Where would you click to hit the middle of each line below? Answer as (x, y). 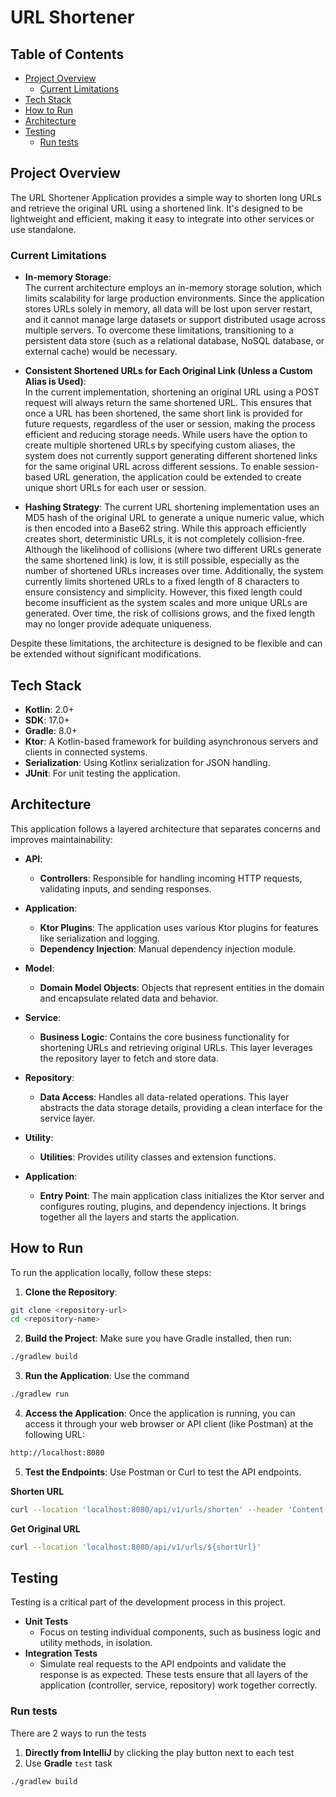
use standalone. (43, 229)
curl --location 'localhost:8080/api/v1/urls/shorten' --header (147, 1509)
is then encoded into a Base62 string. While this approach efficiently (165, 528)
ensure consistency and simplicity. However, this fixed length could (163, 592)
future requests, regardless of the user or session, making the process (170, 424)
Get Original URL (45, 1528)
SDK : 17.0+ (47, 720)
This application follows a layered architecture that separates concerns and (165, 828)
